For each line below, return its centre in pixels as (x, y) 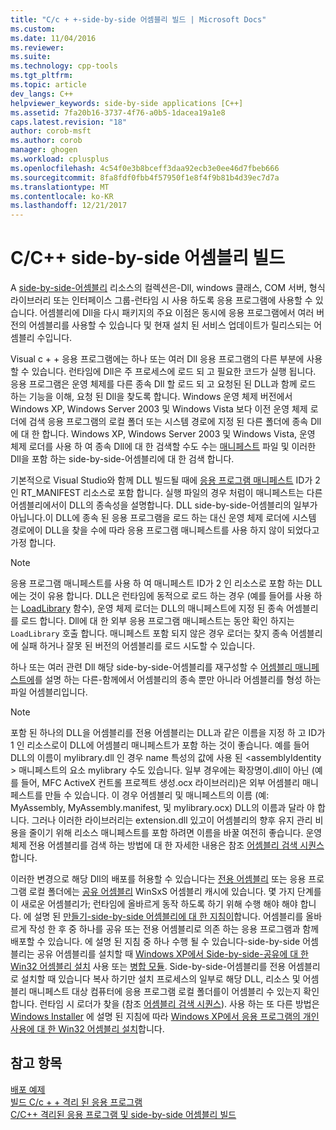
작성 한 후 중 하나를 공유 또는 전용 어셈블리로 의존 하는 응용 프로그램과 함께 (174, 929)
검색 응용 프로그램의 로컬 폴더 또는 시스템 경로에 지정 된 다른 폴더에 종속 (168, 422)
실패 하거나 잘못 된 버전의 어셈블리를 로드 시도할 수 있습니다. (138, 646)
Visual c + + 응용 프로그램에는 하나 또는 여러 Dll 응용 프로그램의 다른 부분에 (157, 359)
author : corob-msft (51, 131)
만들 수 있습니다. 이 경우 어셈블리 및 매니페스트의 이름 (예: (157, 795)
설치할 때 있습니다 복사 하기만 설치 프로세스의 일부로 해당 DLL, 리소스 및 (160, 979)
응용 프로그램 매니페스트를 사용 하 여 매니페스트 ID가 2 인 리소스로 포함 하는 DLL (166, 583)
